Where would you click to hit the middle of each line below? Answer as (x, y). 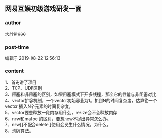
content (15, 71)
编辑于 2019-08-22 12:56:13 (33, 58)
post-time (17, 47)
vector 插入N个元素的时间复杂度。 (39, 106)
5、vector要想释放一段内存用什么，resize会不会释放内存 (61, 113)
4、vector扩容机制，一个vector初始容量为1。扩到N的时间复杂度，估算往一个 (81, 101)
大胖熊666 (16, 34)
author (13, 23)
